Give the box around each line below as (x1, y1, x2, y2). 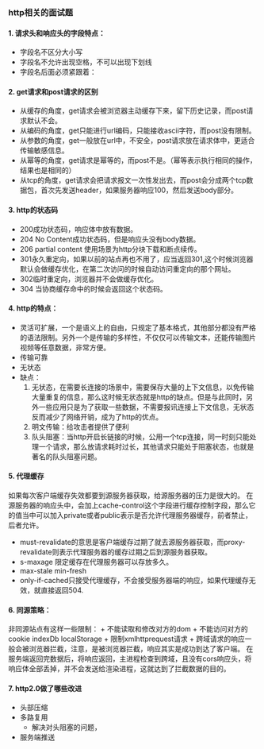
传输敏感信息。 (19, 145, 69, 156)
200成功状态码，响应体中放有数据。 (19, 224, 137, 234)
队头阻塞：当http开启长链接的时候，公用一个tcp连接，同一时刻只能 (31, 431, 250, 442)
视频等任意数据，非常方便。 (19, 342, 111, 352)
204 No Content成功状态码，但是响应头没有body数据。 (19, 234, 201, 244)
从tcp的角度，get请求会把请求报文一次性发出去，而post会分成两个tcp (19, 176, 247, 185)
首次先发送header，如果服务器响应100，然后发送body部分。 (40, 185, 239, 195)
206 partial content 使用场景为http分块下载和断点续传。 (19, 244, 202, 253)
